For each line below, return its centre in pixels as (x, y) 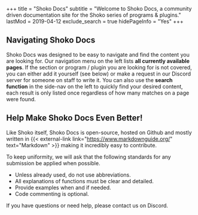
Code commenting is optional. (52, 193)
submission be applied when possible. (53, 163)
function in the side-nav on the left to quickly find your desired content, (95, 86)
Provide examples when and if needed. (63, 187)
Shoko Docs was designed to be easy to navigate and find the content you (98, 54)
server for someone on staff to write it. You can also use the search (89, 80)
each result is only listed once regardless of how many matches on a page (98, 93)
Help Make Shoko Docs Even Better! (74, 118)
